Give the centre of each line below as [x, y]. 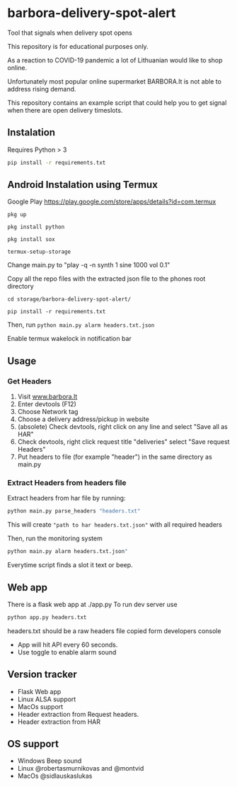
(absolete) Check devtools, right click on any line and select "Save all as [122, 427]
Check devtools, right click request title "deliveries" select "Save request [123, 442]
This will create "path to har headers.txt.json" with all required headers [115, 525]
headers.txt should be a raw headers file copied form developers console [114, 631]
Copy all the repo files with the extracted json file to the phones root [106, 279]
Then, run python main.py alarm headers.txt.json [81, 325]
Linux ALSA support [47, 699]
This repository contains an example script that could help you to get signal [117, 102]
